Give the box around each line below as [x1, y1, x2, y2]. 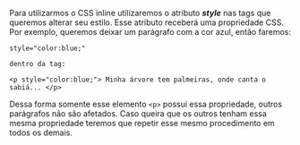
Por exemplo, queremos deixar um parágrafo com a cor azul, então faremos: [9, 27, 292, 37]
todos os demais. [9, 127, 73, 138]
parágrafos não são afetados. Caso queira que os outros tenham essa [9, 108, 267, 119]
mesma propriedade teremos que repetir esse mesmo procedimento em [9, 118, 275, 128]
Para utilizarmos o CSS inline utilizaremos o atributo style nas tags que [9, 8, 271, 18]
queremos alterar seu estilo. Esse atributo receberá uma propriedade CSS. [9, 17, 285, 28]
